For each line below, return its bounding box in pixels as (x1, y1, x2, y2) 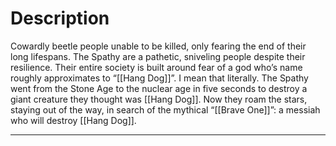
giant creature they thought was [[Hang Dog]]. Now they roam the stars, (10, 93, 308, 105)
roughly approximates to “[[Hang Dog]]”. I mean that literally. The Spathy (10, 72, 309, 84)
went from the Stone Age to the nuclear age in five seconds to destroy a (10, 82, 308, 94)
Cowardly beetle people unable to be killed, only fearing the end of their (10, 40, 307, 52)
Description (10, 7, 110, 30)
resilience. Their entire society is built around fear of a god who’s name (10, 61, 303, 73)
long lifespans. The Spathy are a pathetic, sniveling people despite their (10, 50, 306, 62)
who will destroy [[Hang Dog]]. (10, 114, 137, 126)
